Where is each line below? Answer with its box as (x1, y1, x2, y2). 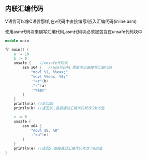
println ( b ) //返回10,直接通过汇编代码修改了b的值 (14, 106, 105, 111)
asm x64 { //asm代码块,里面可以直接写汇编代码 (22, 65, 112, 70)
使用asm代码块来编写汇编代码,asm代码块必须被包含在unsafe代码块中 (5, 29, 143, 34)
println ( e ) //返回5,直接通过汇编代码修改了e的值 (14, 146, 103, 151)
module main (5, 38, 29, 43)
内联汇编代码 (5, 4, 44, 13)
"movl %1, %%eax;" (30, 70, 68, 75)
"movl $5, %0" (30, 128, 59, 133)
